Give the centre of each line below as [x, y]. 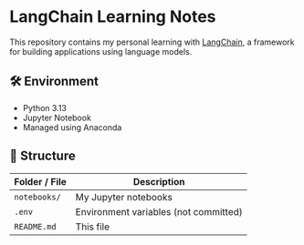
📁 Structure [42, 156]
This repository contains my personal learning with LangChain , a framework [152, 42]
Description [159, 181]
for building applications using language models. [101, 51]
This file [93, 227]
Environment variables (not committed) [159, 211]
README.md [35, 226]
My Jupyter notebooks [124, 197]
